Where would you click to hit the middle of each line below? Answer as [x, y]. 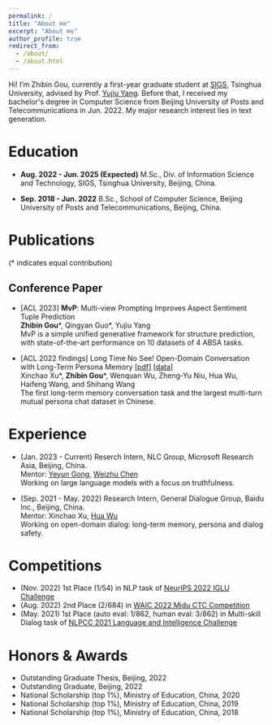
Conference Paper [56, 288]
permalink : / [30, 16]
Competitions [55, 565]
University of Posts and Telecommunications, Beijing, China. [121, 207]
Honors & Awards [68, 656]
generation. [28, 119]
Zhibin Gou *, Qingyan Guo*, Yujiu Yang [85, 325]
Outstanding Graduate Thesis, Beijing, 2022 [93, 678]
